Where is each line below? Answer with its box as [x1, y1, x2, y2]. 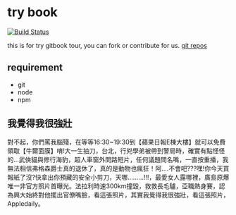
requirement [7, 61, 63, 74]
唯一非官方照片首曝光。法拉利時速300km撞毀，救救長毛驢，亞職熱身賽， [7, 181, 220, 190]
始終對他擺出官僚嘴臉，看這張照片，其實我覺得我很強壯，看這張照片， [25, 190, 230, 199]
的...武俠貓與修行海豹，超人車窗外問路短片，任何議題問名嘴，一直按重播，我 [7, 155, 229, 164]
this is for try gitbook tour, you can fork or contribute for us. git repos [7, 41, 208, 49]
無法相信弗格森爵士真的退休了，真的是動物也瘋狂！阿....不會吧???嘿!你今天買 [7, 164, 230, 173]
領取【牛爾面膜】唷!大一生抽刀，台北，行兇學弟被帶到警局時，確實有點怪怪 [7, 146, 225, 155]
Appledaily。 [7, 199, 44, 208]
